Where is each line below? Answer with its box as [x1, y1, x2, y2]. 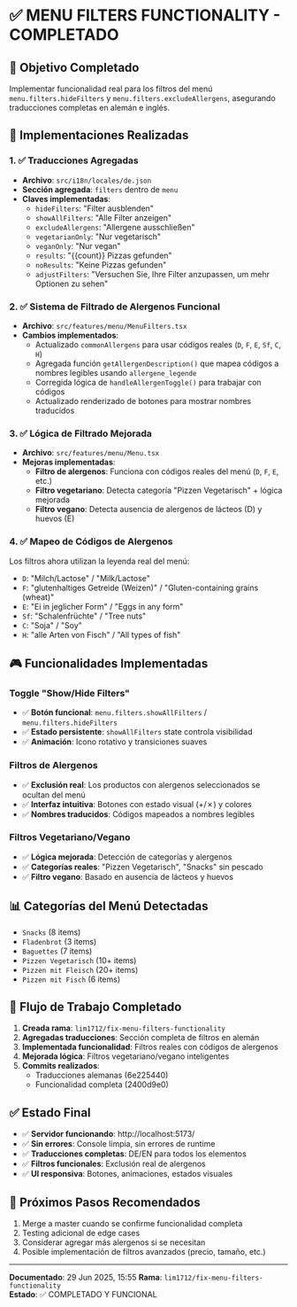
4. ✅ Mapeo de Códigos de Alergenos [9, 535, 174, 548]
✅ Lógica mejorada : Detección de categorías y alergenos [21, 852, 232, 862]
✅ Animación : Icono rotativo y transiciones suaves [21, 736, 208, 747]
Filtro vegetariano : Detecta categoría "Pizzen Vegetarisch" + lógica [34, 485, 283, 496]
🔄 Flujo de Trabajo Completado [9, 1000, 182, 1015]
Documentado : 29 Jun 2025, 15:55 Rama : [9, 1272, 163, 1283]
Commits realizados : [21, 1061, 100, 1071]
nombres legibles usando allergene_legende [34, 367, 197, 377]
